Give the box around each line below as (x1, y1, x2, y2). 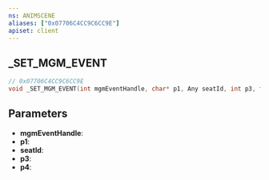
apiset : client (8, 26, 59, 34)
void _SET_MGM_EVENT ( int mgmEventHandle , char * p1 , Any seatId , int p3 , (8, 85, 256, 93)
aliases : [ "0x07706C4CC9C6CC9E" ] (8, 19, 120, 27)
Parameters (8, 107, 68, 121)
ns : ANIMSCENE (8, 11, 56, 20)
